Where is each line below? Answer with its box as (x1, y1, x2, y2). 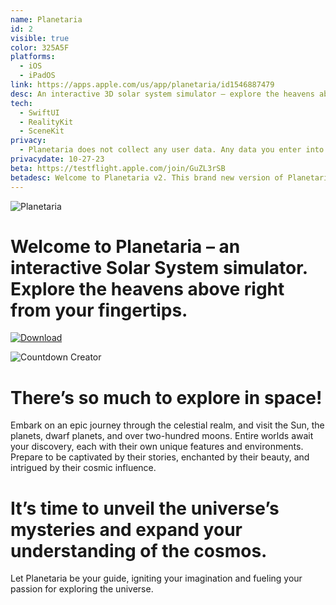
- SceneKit (19, 126, 65, 136)
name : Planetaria (10, 14, 83, 25)
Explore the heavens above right (10, 277, 285, 300)
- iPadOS (19, 71, 56, 81)
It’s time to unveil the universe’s (10, 497, 280, 520)
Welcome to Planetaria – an (10, 235, 241, 258)
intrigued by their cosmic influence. (10, 462, 157, 474)
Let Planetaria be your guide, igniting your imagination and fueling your (10, 572, 303, 585)
